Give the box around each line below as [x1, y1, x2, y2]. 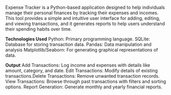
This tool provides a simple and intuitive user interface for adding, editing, [5, 15, 161, 21]
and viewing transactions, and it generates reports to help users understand [5, 20, 165, 27]
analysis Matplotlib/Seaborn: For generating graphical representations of [5, 47, 158, 53]
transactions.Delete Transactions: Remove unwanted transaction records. [5, 73, 160, 79]
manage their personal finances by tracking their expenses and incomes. [5, 10, 159, 16]
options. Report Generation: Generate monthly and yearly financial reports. [5, 84, 162, 90]
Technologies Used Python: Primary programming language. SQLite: [5, 36, 151, 42]
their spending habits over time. [5, 26, 72, 32]
